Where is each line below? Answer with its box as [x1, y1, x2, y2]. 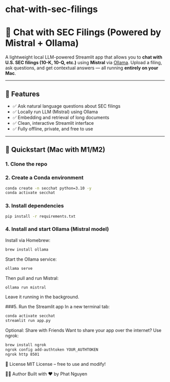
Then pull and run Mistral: [5, 275, 59, 281]
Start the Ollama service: [5, 256, 57, 262]
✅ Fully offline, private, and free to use [12, 125, 94, 132]
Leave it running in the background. [5, 294, 79, 300]
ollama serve [5, 266, 33, 271]
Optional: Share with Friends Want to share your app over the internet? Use [5, 327, 162, 333]
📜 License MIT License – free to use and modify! [5, 361, 106, 367]
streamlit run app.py [5, 318, 51, 323]
